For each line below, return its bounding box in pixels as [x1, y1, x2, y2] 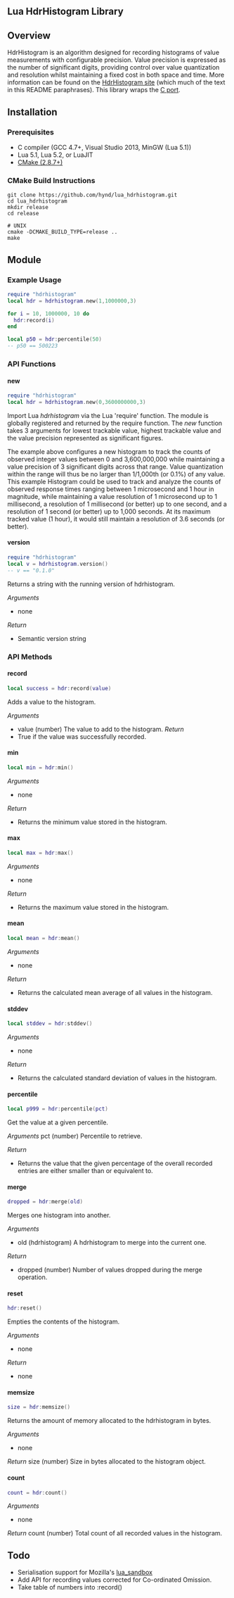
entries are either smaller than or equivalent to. [17, 1167, 153, 1175]
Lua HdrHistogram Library [7, 6, 124, 18]
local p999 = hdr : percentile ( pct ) [7, 1105, 109, 1112]
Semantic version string [17, 634, 86, 642]
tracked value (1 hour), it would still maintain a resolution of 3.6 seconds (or [7, 514, 225, 523]
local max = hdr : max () [7, 849, 74, 856]
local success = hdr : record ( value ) [7, 685, 112, 692]
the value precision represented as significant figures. [7, 433, 164, 442]
